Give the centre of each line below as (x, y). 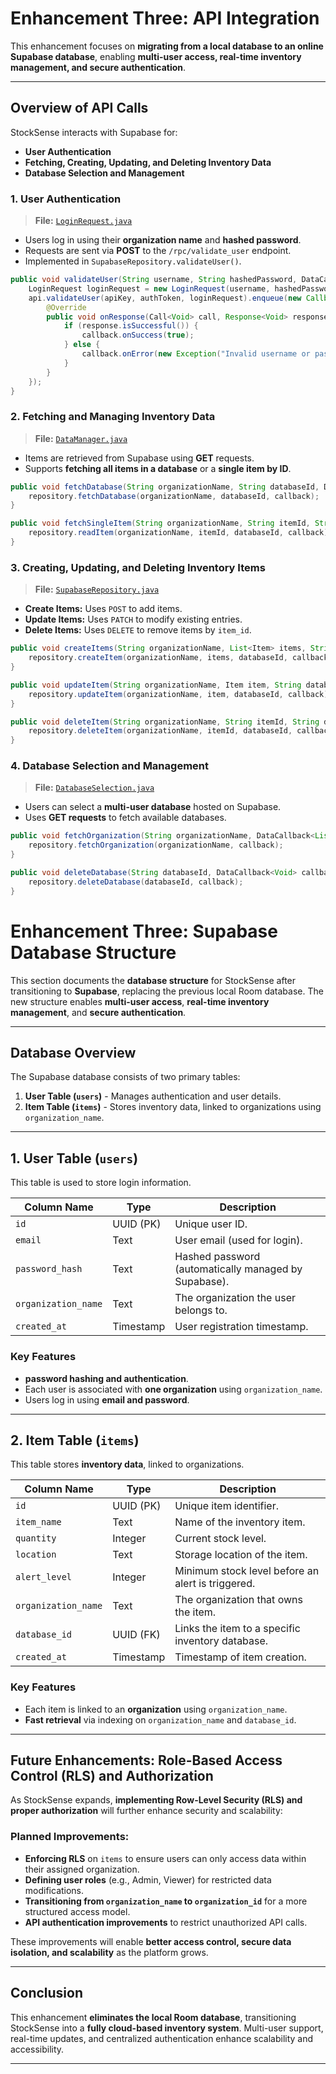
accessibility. (37, 2049)
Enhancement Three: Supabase (144, 931)
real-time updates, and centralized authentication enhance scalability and (162, 2038)
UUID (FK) (136, 1635)
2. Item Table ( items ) (75, 1440)
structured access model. (77, 1911)
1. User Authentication (66, 199)
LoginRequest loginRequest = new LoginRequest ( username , (149, 288)
